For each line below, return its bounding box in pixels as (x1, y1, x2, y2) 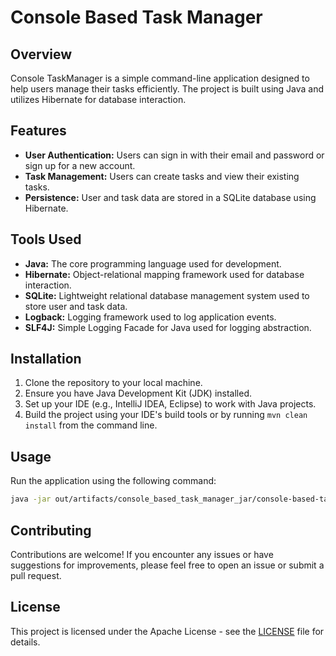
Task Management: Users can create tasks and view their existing (24, 170, 300, 182)
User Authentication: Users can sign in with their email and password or (24, 149, 325, 161)
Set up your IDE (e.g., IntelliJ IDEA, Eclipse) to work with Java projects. (24, 398, 317, 410)
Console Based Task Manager (10, 6, 263, 29)
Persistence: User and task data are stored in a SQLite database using (24, 191, 317, 203)
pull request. (10, 569, 62, 581)
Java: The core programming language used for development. (24, 257, 282, 270)
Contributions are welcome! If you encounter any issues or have (10, 548, 274, 560)
